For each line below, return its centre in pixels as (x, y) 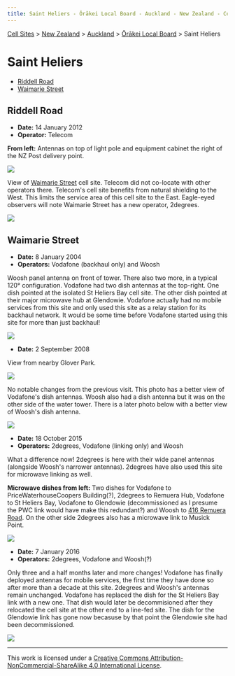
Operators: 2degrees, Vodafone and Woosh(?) (85, 559)
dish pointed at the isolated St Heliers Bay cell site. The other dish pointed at (117, 293)
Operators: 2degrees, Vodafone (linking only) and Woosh (100, 446)
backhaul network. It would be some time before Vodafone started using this (117, 315)
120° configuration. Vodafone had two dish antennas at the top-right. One (113, 286)
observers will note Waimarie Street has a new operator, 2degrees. (103, 205)
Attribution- (167, 658)
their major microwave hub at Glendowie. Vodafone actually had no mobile (114, 300)
